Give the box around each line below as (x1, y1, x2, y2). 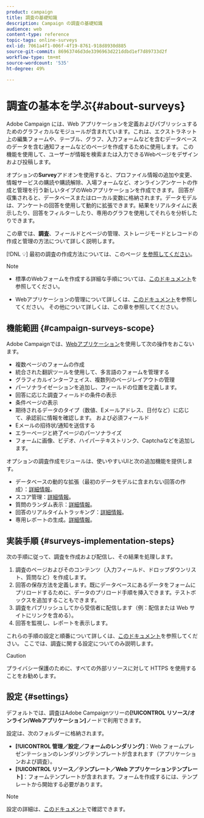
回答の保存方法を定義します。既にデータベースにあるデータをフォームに (15, 581, 196, 588)
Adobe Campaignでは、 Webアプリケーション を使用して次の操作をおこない (6, 340, 195, 348)
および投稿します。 (6, 158, 54, 166)
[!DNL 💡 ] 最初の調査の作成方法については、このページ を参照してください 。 (6, 250, 196, 258)
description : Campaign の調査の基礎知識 (6, 20, 103, 26)
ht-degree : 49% (6, 65, 45, 72)
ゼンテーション (15, 750, 53, 757)
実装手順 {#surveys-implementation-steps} (6, 535, 175, 546)
